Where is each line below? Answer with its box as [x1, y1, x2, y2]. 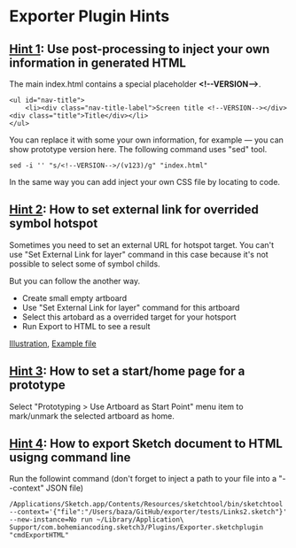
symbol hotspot [9, 216, 98, 231]
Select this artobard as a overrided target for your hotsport [21, 312, 237, 322]
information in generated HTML [9, 55, 186, 70]
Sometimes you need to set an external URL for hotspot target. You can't [9, 239, 275, 250]
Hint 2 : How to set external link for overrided [9, 202, 260, 218]
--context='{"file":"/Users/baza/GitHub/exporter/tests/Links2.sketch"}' [9, 507, 288, 517]
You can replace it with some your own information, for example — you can [9, 135, 284, 145]
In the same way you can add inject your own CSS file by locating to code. [9, 177, 281, 187]
